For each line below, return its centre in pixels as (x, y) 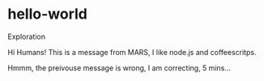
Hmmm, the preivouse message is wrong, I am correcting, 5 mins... (119, 68)
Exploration (27, 36)
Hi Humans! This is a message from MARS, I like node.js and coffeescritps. (132, 52)
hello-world (48, 14)
